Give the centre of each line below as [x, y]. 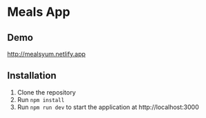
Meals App [39, 12]
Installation [32, 76]
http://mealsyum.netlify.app [47, 54]
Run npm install [41, 99]
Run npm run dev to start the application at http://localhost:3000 [108, 107]
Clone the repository [46, 92]
